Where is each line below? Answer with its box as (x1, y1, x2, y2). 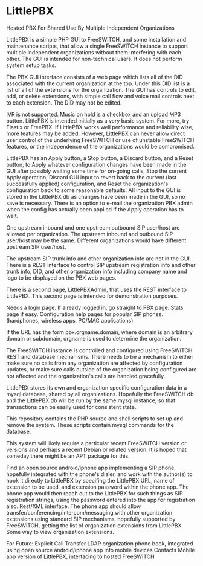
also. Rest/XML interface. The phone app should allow (6, 503, 141, 510)
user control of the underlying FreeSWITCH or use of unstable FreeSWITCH (6, 136, 195, 143)
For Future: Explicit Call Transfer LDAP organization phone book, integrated (6, 539, 193, 547)
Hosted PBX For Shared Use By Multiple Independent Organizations (6, 24, 175, 31)
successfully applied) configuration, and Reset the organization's (6, 180, 169, 187)
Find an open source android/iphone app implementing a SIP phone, (6, 464, 176, 471)
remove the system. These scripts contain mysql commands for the (6, 421, 174, 428)
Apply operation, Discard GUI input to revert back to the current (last (6, 173, 177, 181)
